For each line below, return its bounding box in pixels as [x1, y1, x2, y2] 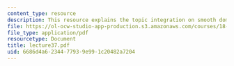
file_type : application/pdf [7, 29, 89, 36]
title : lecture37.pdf [7, 42, 70, 49]
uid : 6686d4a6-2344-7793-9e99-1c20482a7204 [7, 49, 136, 56]
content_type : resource [7, 10, 77, 17]
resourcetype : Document [7, 36, 77, 43]
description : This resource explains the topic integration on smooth [7, 16, 217, 23]
